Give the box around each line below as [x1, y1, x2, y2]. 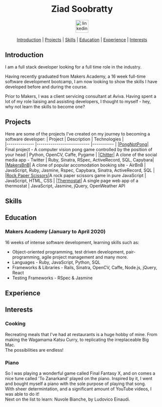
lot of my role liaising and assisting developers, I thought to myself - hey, [5, 98, 151, 104]
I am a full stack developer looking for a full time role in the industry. [5, 64, 142, 69]
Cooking [5, 320, 26, 327]
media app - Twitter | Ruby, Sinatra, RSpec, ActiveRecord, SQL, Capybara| [5, 157, 154, 162]
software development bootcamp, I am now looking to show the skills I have [5, 78, 158, 84]
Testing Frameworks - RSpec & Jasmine [12, 275, 93, 281]
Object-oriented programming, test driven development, [12, 249, 125, 255]
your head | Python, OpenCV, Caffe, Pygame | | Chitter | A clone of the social [5, 152, 157, 158]
